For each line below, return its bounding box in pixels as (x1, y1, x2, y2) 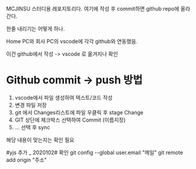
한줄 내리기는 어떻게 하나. (6, 25, 65, 32)
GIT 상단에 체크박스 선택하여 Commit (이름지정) (14, 116, 126, 123)
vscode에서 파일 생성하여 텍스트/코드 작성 (14, 94, 113, 101)
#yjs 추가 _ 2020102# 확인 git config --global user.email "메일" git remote (6, 149, 184, 156)
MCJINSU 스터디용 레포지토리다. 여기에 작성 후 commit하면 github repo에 (6, 5, 179, 12)
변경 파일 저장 (14, 101, 47, 109)
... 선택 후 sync (14, 123, 50, 130)
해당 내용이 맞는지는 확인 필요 (6, 136, 75, 144)
